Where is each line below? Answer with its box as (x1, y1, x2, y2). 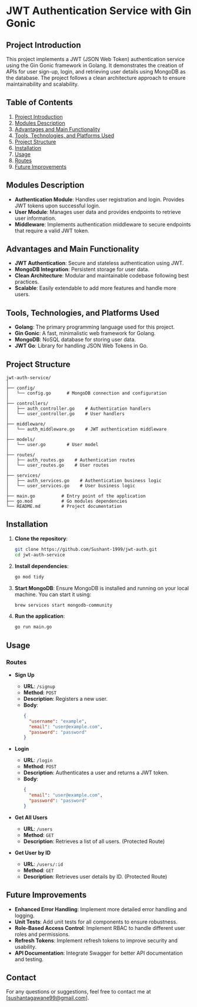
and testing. (14, 955, 44, 962)
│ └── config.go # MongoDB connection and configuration (6, 390, 167, 396)
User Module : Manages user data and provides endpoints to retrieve (14, 208, 181, 215)
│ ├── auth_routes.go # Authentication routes (6, 457, 135, 463)
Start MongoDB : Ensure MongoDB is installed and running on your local (14, 584, 189, 591)
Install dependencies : (14, 563, 69, 570)
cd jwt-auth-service (14, 551, 65, 558)
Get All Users (14, 814, 48, 821)
